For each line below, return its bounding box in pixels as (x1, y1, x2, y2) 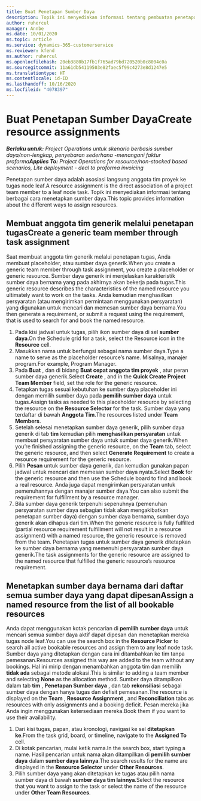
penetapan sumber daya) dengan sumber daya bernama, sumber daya (14, 512, 190, 520)
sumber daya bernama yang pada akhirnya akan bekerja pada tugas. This (6, 278, 186, 286)
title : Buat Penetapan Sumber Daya (6, 8, 95, 15)
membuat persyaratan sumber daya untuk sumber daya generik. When (14, 436, 188, 444)
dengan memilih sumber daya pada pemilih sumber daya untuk (14, 392, 172, 399)
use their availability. (6, 714, 57, 721)
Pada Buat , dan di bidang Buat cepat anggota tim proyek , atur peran (14, 366, 188, 374)
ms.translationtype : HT (6, 70, 66, 76)
